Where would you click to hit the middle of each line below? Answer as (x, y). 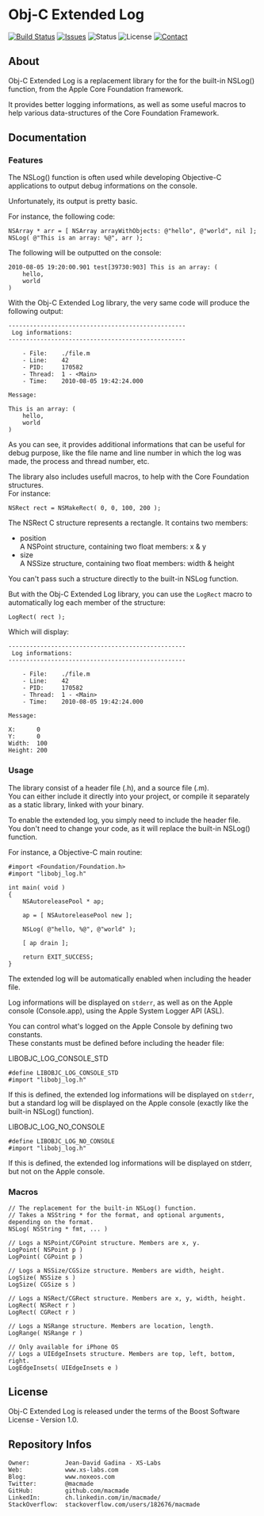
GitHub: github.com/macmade (69, 1491)
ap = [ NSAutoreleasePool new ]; (78, 915)
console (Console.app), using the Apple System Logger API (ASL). (116, 1011)
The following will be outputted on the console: (85, 253)
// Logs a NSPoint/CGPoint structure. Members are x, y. (104, 1243)
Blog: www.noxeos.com (61, 1476)
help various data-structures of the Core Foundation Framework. (114, 113)
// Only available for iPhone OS (63, 1347)
